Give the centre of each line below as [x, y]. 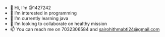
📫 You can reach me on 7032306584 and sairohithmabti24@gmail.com [85, 29]
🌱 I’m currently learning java [39, 18]
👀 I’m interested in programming [43, 13]
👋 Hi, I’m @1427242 [31, 8]
